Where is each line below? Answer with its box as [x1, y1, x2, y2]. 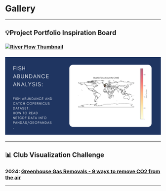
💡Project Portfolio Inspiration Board [5, 29, 117, 37]
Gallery [5, 3, 36, 14]
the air [5, 174, 21, 181]
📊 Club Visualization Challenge [5, 151, 105, 159]
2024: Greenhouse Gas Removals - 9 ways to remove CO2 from [5, 168, 161, 175]
